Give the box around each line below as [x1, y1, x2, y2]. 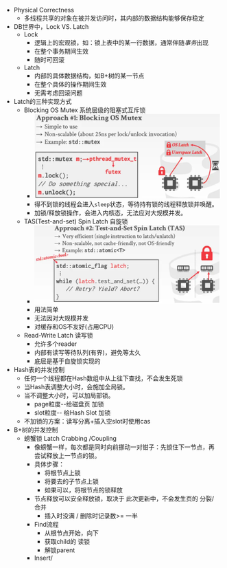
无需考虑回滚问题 [34, 89, 83, 97]
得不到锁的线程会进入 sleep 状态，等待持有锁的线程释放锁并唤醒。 [34, 199, 218, 208]
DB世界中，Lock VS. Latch [13, 23, 89, 30]
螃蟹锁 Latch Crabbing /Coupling [23, 435, 117, 443]
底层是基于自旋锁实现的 [34, 357, 101, 365]
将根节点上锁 [44, 469, 81, 477]
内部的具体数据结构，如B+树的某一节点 [34, 72, 145, 80]
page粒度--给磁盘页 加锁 [34, 400, 104, 408]
